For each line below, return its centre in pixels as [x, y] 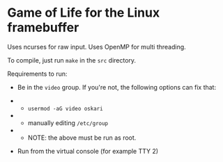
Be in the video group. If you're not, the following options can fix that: [117, 87]
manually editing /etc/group [68, 122]
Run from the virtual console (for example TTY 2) [88, 151]
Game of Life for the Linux [84, 13]
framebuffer [43, 27]
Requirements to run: [37, 74]
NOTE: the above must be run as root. [82, 138]
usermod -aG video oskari [65, 108]
